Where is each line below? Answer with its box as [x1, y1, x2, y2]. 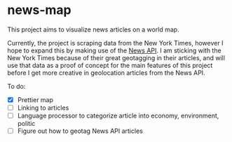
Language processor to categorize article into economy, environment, [17, 111, 219, 120]
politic [17, 120, 36, 128]
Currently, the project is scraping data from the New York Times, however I [7, 38, 224, 47]
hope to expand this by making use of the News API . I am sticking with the [7, 46, 222, 55]
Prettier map [17, 95, 54, 104]
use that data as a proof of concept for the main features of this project [7, 61, 213, 69]
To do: [7, 82, 26, 90]
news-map [7, 2, 71, 18]
